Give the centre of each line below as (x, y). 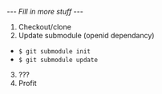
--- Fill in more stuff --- (45, 12)
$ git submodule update (58, 60)
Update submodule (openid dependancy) (86, 35)
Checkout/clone (45, 27)
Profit (27, 83)
